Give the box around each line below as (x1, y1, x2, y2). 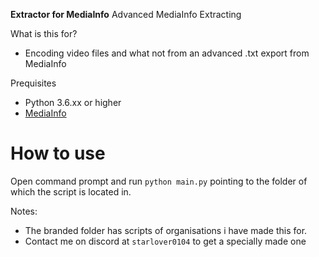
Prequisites (10, 77, 57, 89)
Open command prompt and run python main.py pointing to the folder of (10, 175, 308, 187)
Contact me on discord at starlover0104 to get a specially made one (24, 235, 307, 247)
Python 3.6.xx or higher (24, 97, 122, 108)
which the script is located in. (10, 185, 132, 198)
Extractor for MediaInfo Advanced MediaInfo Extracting (10, 9, 242, 20)
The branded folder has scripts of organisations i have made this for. (24, 224, 308, 236)
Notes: (10, 205, 38, 217)
